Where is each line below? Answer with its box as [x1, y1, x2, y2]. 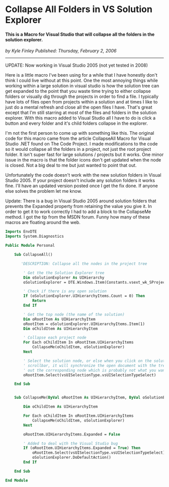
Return [32, 298, 46, 303]
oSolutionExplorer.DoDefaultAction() [32, 455, 112, 460]
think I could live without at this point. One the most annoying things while [5, 77, 158, 84]
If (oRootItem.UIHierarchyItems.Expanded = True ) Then [23, 446, 141, 451]
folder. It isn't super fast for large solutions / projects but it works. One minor [5, 151, 164, 157]
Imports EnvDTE [5, 229, 37, 234]
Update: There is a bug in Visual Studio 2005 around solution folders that [5, 198, 157, 204]
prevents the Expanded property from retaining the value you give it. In [5, 203, 152, 209]
